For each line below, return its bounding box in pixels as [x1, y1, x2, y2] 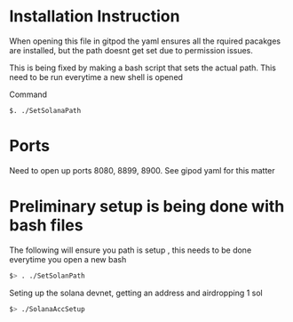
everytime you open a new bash [9, 254, 127, 264]
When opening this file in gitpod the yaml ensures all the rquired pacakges [9, 36, 281, 46]
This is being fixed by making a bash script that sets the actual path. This [9, 62, 277, 73]
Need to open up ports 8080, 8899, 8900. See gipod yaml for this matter [9, 165, 275, 175]
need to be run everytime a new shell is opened [9, 71, 184, 82]
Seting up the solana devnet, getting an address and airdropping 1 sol [9, 287, 264, 298]
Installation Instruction [9, 6, 180, 27]
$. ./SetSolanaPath [9, 106, 82, 115]
